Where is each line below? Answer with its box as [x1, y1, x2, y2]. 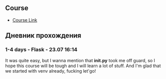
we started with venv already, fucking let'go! [5, 68, 96, 74]
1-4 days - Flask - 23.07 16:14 [5, 46, 78, 53]
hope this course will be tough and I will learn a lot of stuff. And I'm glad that [5, 63, 161, 69]
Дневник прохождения [5, 32, 82, 40]
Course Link [12, 17, 37, 23]
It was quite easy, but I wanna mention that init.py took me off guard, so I [5, 57, 156, 63]
